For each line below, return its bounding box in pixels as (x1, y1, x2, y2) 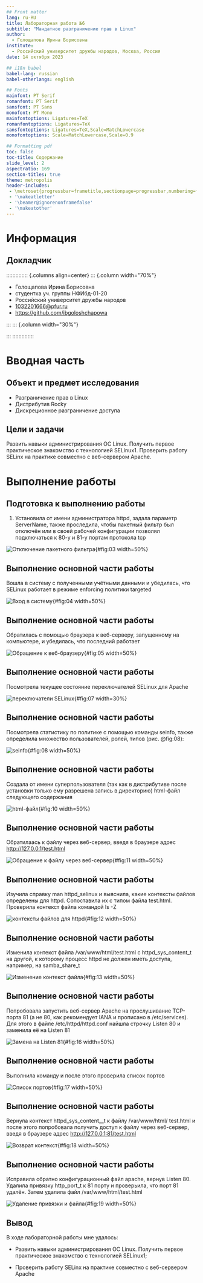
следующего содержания (6, 793, 72, 800)
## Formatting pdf (6, 143, 53, 149)
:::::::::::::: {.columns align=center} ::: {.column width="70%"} (6, 271, 156, 279)
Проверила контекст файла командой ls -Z (6, 903, 117, 911)
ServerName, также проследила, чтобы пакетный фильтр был (14, 521, 174, 528)
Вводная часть (6, 353, 85, 367)
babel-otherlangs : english (6, 76, 74, 82)
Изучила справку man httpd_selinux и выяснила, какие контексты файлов (6, 891, 196, 898)
